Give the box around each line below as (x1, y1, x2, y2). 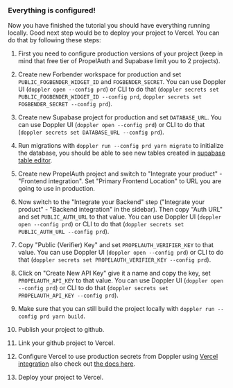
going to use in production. (17, 185, 96, 193)
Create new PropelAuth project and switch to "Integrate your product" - (17, 169, 223, 178)
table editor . (17, 156, 53, 165)
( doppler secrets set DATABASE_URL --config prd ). (17, 128, 165, 137)
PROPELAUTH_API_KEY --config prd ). (17, 291, 119, 300)
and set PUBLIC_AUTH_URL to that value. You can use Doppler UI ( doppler (17, 212, 222, 221)
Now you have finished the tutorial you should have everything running (8, 22, 210, 30)
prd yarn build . (40, 312, 86, 321)
